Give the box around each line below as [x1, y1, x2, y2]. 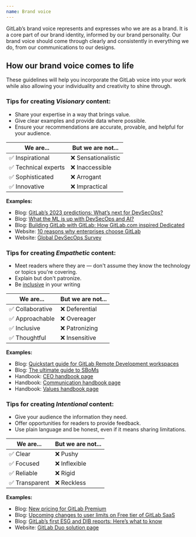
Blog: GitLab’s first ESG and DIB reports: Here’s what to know [14, 518, 163, 525]
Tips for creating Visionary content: [6, 97, 111, 106]
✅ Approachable [9, 315, 55, 323]
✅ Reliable [9, 469, 38, 477]
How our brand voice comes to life [6, 61, 134, 71]
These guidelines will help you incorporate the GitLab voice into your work [6, 76, 187, 83]
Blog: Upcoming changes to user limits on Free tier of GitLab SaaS [14, 512, 175, 519]
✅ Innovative [9, 182, 45, 191]
